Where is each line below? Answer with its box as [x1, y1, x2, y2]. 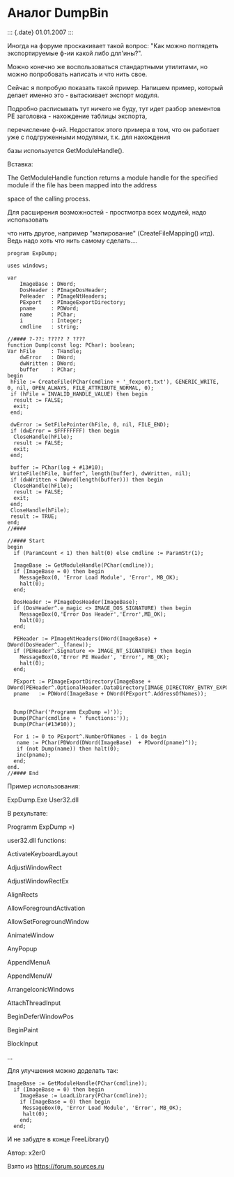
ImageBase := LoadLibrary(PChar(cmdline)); [19, 1092, 148, 1099]
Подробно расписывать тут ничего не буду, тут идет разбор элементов [7, 104, 221, 113]
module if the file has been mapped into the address [7, 180, 157, 189]
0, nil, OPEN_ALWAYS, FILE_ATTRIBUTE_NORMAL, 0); [7, 384, 155, 391]
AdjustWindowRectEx [7, 876, 69, 885]
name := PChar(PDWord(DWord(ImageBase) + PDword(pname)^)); [16, 739, 198, 746]
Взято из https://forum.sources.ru [7, 1162, 104, 1170]
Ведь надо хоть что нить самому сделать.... [7, 236, 138, 245]
